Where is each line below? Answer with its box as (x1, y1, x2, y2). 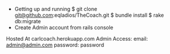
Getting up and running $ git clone (14, 6, 98, 12)
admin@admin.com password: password (6, 41, 104, 48)
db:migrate (14, 18, 41, 24)
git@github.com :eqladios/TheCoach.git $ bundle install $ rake (14, 12, 164, 19)
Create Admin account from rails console (14, 24, 114, 31)
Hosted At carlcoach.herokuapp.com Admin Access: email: (6, 35, 148, 42)
